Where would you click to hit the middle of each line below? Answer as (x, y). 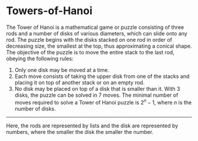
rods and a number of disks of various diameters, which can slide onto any (97, 33)
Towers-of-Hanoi (49, 11)
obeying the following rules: (40, 58)
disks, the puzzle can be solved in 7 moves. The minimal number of (96, 95)
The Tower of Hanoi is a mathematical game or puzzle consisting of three (95, 27)
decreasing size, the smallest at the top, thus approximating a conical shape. (99, 46)
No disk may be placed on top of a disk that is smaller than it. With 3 (97, 88)
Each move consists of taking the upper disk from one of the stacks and (102, 76)
